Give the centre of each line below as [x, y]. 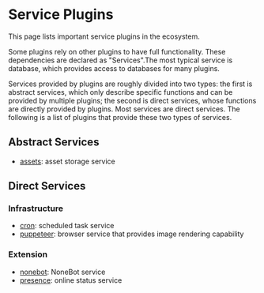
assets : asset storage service [68, 161]
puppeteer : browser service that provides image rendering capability [132, 234]
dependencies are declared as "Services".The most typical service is [121, 60]
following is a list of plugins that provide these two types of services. [120, 117]
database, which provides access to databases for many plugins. [114, 68]
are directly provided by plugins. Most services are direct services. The [124, 109]
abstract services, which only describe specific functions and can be [121, 92]
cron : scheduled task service [67, 226]
